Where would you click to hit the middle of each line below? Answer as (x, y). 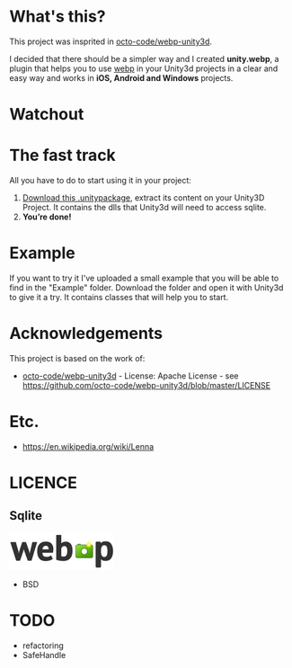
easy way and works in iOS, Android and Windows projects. (121, 77)
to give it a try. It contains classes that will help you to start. (119, 297)
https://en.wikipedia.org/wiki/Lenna (88, 446)
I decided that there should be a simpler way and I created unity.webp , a (144, 58)
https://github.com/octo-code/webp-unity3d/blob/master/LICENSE (146, 385)
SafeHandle (44, 655)
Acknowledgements (86, 334)
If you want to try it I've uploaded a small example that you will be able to (144, 278)
